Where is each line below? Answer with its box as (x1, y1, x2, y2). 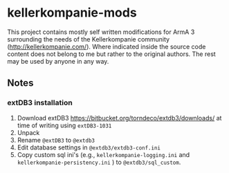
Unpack (17, 128, 40, 136)
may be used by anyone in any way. (7, 57, 109, 65)
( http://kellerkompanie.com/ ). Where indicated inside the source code (7, 42, 206, 51)
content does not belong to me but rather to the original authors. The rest (7, 50, 216, 58)
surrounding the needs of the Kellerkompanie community (7, 35, 170, 43)
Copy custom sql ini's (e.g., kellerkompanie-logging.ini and (17, 150, 190, 158)
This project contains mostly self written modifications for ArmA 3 (7, 28, 195, 36)
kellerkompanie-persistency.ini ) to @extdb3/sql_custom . (17, 158, 181, 166)
